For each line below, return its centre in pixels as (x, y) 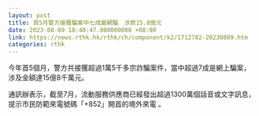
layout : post (30, 15)
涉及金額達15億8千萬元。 (48, 78)
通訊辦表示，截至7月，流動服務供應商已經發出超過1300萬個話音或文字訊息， (132, 94)
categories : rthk (37, 45)
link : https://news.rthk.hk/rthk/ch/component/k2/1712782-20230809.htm (128, 37)
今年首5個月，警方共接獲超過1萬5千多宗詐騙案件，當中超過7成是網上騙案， (129, 68)
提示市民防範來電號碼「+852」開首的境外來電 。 (87, 104)
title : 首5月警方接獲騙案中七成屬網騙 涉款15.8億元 (85, 23)
